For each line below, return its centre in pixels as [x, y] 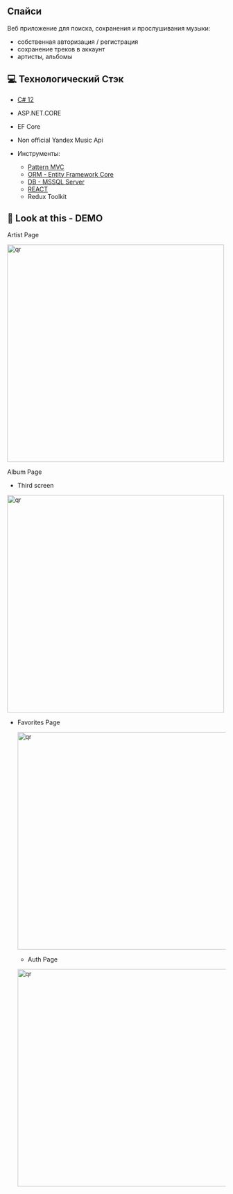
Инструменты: [38, 153]
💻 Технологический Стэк [66, 79]
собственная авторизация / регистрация [78, 42]
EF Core [29, 126]
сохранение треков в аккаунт [61, 49]
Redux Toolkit [47, 196]
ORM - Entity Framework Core [71, 174]
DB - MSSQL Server [56, 182]
